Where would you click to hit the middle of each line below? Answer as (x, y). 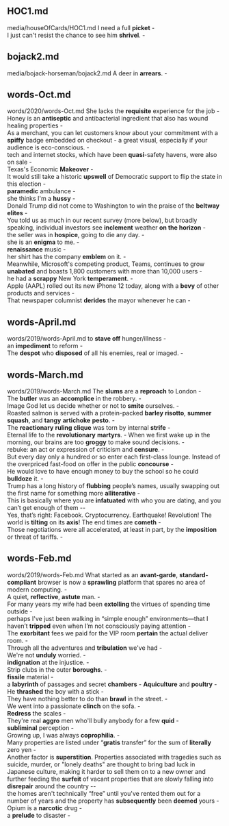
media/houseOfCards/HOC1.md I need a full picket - (81, 27)
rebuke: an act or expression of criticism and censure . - (86, 450)
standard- (193, 574)
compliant (22, 582)
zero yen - (22, 749)
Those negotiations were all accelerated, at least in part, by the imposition (112, 530)
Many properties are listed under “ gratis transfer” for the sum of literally (109, 742)
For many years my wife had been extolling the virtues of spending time (109, 604)
